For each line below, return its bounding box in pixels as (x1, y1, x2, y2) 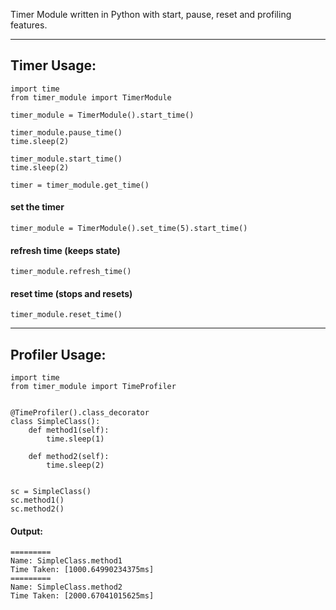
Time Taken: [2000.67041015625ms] (10, 591, 155, 601)
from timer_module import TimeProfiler (10, 382, 177, 392)
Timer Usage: (10, 57, 97, 74)
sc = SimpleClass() (10, 487, 92, 497)
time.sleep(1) (46, 434, 105, 444)
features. (10, 19, 48, 31)
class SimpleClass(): (10, 417, 101, 427)
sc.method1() (10, 495, 65, 506)
